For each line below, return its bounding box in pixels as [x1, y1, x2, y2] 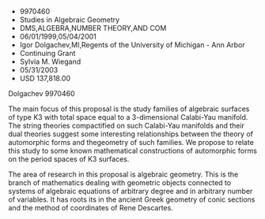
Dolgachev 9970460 [8, 89, 75, 98]
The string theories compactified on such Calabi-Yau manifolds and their [8, 121, 245, 130]
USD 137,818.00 [19, 74, 71, 83]
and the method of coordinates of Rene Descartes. [8, 203, 174, 212]
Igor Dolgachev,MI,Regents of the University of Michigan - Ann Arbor [19, 40, 245, 50]
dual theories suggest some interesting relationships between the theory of [8, 129, 253, 139]
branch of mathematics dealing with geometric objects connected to [8, 178, 232, 187]
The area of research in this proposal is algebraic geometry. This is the [8, 169, 239, 179]
